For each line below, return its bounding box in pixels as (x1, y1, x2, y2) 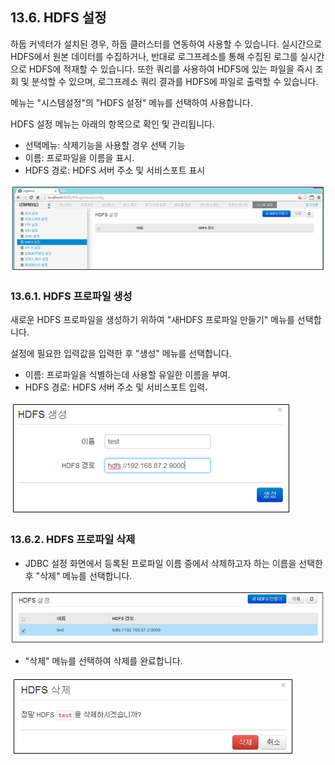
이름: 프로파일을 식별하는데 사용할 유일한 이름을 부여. (24, 369, 231, 381)
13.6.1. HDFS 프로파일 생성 (10, 289, 133, 303)
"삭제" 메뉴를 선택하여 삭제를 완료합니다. (24, 654, 183, 667)
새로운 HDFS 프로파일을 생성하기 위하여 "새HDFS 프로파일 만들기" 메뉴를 (10, 314, 295, 326)
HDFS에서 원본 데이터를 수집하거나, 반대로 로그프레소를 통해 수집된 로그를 (10, 50, 298, 62)
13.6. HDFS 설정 (10, 9, 107, 27)
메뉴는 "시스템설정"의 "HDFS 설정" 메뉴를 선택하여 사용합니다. (10, 96, 253, 108)
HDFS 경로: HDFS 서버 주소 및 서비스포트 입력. (24, 381, 208, 393)
